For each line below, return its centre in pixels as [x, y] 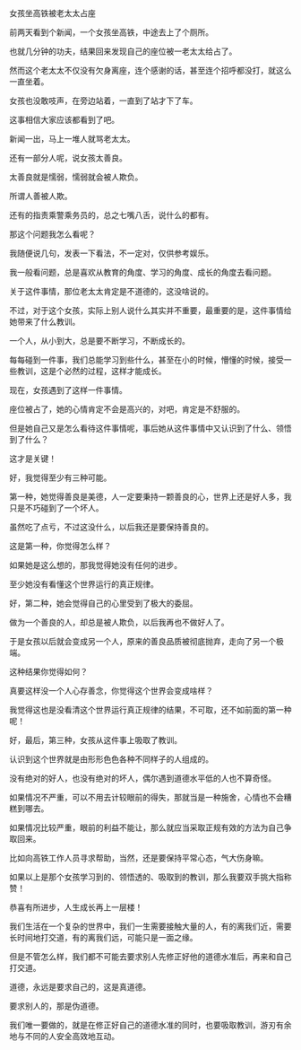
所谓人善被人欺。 [41, 196]
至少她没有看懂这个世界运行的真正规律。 [84, 584]
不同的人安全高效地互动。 [72, 1036]
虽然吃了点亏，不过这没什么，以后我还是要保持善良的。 [111, 527]
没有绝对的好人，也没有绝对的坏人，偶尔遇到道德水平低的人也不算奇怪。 [142, 778]
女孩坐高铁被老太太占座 [52, 13]
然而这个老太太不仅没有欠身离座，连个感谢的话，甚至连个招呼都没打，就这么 [150, 70]
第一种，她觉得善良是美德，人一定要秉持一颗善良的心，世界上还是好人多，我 [150, 497]
